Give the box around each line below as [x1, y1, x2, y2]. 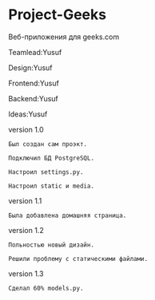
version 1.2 [8, 225, 44, 235]
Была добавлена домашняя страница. [8, 211, 127, 219]
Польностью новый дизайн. [8, 241, 94, 249]
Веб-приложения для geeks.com [8, 32, 120, 41]
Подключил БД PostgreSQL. [8, 154, 94, 162]
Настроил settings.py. [8, 168, 84, 176]
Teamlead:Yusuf [8, 47, 62, 57]
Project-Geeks [8, 6, 106, 24]
